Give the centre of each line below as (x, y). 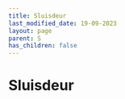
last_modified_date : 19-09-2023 (62, 23)
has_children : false (43, 46)
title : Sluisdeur (37, 16)
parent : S (25, 38)
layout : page (30, 31)
